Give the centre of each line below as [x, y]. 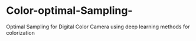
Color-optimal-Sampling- [69, 11]
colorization [21, 32]
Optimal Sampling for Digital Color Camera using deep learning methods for [98, 27]
